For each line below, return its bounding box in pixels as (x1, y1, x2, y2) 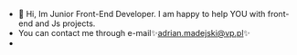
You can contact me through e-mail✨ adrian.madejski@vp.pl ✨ (17, 28, 251, 38)
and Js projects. (35, 18, 96, 29)
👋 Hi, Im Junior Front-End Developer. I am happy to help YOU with (17, 9, 266, 19)
